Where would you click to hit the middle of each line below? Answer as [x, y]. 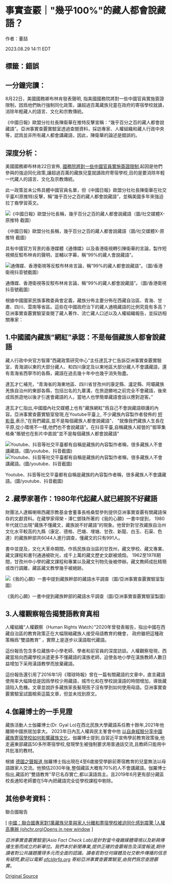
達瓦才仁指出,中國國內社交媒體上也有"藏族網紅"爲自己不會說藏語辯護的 [80, 408]
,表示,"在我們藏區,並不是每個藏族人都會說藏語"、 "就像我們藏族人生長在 [90, 420]
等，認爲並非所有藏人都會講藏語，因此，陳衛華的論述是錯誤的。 [72, 135]
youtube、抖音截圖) [43, 481]
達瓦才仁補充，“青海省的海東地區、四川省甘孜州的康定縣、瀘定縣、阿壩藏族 [85, 384]
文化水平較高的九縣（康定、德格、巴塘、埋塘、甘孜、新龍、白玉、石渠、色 [84, 531]
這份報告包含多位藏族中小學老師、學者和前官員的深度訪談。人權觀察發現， [84, 651]
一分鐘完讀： [26, 85]
